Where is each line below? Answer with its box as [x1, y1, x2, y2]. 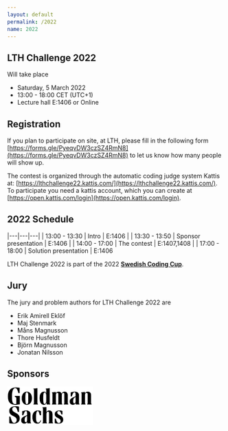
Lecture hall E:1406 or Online [16, 98, 100, 107]
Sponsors [7, 368, 49, 380]
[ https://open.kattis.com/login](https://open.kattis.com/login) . [7, 193, 181, 202]
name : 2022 [7, 25, 38, 32]
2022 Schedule [7, 213, 74, 225]
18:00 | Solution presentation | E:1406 [7, 246, 113, 255]
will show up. [7, 158, 45, 167]
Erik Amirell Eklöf [16, 311, 65, 319]
